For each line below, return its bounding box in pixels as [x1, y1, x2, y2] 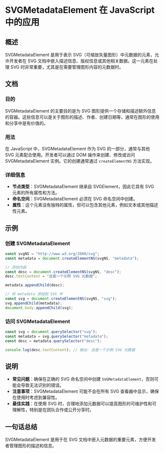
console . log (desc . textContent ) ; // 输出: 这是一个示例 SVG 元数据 [5, 347, 136, 352]
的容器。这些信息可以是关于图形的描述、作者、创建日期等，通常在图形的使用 [5, 114, 160, 120]
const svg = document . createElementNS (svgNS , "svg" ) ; [5, 296, 117, 301]
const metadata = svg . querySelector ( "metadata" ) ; [5, 334, 109, 339]
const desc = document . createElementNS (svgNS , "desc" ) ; [5, 269, 121, 274]
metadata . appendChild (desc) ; [5, 283, 65, 288]
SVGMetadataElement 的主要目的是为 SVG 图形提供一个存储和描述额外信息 [5, 108, 156, 113]
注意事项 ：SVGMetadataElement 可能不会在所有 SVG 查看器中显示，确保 [12, 389, 159, 395]
